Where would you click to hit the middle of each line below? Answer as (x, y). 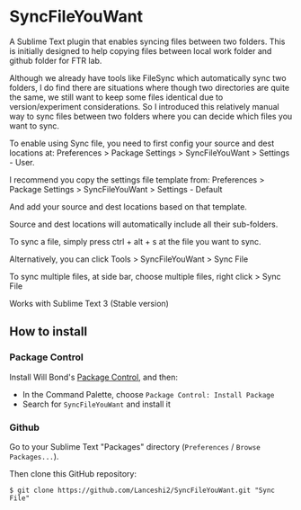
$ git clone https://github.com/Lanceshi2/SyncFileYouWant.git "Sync (142, 490)
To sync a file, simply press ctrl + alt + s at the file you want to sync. (136, 241)
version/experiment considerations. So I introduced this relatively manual (145, 106)
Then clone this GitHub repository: (73, 473)
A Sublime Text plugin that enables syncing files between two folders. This (147, 41)
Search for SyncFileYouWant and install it (96, 404)
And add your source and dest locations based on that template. (128, 206)
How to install (49, 331)
